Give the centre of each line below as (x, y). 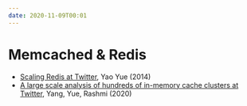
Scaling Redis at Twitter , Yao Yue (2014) (85, 77)
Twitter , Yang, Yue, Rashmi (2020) (76, 93)
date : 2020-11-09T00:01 (48, 15)
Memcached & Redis (78, 54)
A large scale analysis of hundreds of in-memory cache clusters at (129, 85)
